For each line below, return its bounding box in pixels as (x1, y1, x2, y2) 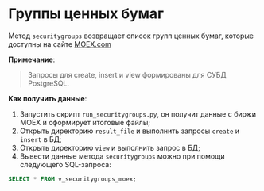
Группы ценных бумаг (8, 5, 165, 23)
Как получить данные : (8, 94, 87, 103)
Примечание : (8, 55, 56, 64)
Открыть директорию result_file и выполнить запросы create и (19, 126, 240, 136)
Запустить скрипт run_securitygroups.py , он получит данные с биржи (19, 109, 257, 119)
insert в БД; (19, 134, 62, 143)
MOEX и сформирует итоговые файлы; (19, 117, 151, 127)
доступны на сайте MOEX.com (8, 39, 111, 48)
